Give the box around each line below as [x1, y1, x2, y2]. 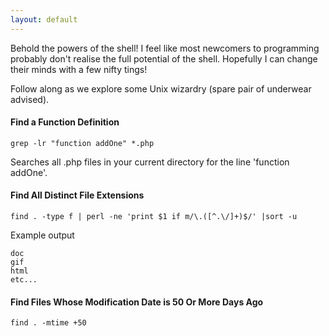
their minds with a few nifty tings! [10, 63, 148, 75]
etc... [10, 275, 38, 285]
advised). [10, 93, 50, 105]
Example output [10, 229, 75, 241]
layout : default [10, 14, 78, 25]
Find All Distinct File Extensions [10, 189, 145, 201]
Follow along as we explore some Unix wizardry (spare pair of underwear [10, 82, 312, 95]
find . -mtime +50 [10, 318, 87, 328]
